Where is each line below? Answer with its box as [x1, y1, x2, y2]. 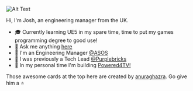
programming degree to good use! [14, 37, 98, 44]
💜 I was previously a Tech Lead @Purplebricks [14, 55, 127, 62]
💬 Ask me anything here [14, 43, 73, 50]
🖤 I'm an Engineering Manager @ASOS [14, 50, 108, 56]
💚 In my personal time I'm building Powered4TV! [14, 62, 131, 68]
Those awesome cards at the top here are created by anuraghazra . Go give [6, 73, 187, 80]
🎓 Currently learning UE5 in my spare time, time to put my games [14, 29, 174, 35]
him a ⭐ [6, 79, 25, 86]
